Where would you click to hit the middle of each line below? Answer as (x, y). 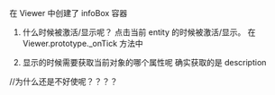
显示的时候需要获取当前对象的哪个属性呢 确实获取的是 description (144, 62)
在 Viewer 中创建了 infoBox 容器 (69, 13)
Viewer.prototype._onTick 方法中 (83, 43)
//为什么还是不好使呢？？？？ (64, 82)
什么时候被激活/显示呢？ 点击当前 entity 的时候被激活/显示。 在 (139, 32)
